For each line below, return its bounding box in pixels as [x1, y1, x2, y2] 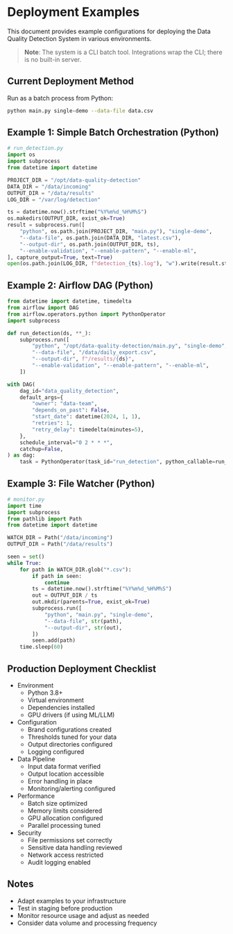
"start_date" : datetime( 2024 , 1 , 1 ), [32, 414, 141, 421]
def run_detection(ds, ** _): [7, 330, 92, 337]
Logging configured [27, 747, 85, 756]
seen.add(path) [32, 637, 76, 644]
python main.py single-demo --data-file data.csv [7, 107, 154, 114]
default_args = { [19, 393, 64, 401]
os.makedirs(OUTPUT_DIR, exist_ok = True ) [7, 215, 126, 222]
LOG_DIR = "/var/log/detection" [7, 196, 101, 203]
